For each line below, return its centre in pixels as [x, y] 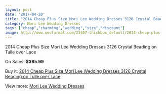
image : [12, 33]
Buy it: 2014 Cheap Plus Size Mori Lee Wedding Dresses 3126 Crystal [76, 71]
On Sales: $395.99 [25, 62]
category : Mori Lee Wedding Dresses [43, 23]
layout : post [19, 10]
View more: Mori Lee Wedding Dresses [45, 86]
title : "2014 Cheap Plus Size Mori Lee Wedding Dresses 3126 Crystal [78, 19]
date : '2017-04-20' [25, 14]
